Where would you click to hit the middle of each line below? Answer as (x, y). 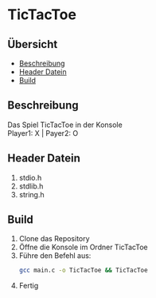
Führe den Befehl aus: (55, 256)
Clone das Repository (54, 239)
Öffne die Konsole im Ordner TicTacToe (83, 247)
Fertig (29, 286)
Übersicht (33, 44)
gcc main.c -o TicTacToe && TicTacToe (83, 270)
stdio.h (30, 177)
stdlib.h (31, 186)
